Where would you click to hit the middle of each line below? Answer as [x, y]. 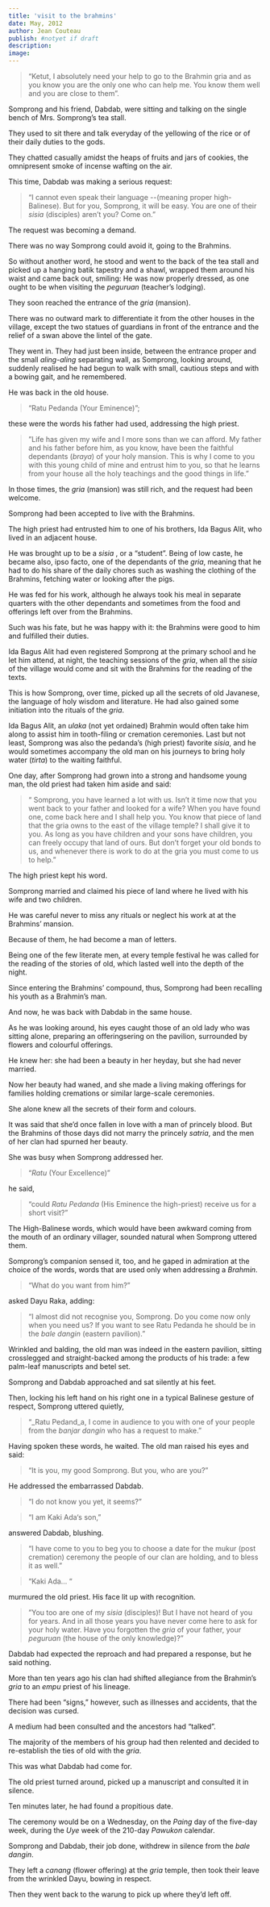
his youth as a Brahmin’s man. [58, 996]
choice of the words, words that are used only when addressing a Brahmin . [133, 1270]
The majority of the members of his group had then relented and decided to [134, 1742]
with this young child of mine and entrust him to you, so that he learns [144, 465]
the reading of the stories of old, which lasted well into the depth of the [126, 964]
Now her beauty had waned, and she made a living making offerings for [127, 1085]
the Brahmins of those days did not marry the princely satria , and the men [131, 1133]
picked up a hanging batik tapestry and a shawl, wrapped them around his [132, 270]
